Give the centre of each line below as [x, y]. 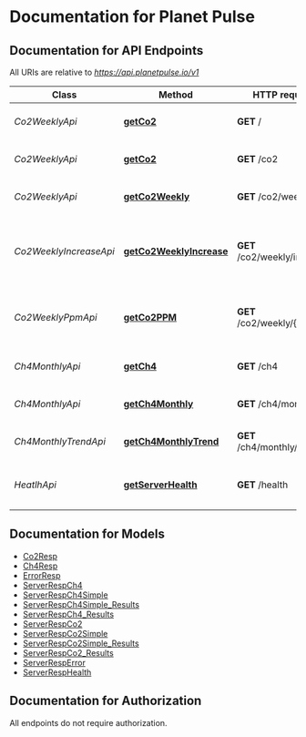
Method [176, 95]
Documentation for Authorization [106, 701]
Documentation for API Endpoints [107, 51]
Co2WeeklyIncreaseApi [65, 251]
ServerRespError [54, 662]
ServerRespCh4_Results [68, 614]
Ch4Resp [40, 566]
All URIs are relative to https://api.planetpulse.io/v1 [104, 72]
